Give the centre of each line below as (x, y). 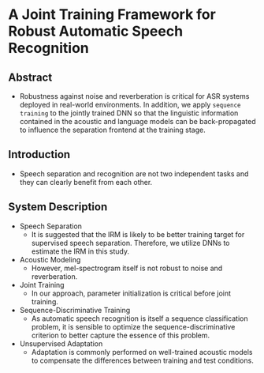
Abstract (30, 77)
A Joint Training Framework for (112, 15)
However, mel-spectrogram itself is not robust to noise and (127, 268)
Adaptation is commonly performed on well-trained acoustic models (142, 352)
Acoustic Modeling (50, 259)
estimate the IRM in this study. (80, 251)
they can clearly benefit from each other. (86, 182)
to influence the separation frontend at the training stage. (113, 130)
